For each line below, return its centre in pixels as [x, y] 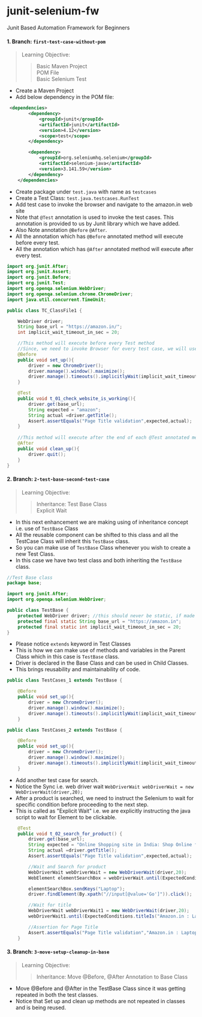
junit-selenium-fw [53, 11]
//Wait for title [50, 905]
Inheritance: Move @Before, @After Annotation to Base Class [112, 977]
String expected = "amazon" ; [65, 410]
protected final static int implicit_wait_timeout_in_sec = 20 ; [100, 627]
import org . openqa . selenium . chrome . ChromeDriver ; [70, 294]
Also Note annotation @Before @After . [61, 230]
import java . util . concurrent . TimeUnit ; [57, 300]
